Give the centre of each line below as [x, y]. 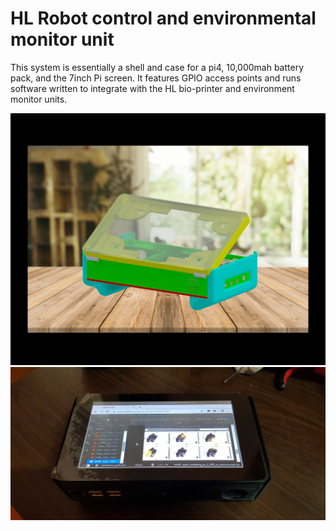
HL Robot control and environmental [163, 18]
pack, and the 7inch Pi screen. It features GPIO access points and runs [156, 78]
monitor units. [39, 99]
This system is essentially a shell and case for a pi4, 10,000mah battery [157, 67]
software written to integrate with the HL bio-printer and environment [152, 88]
